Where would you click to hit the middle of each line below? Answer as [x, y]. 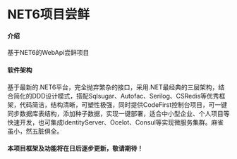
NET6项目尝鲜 [49, 14]
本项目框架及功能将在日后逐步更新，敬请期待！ [75, 148]
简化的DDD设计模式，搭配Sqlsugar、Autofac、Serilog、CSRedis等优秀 [116, 96]
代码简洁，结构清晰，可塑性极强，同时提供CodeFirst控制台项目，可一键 [123, 104]
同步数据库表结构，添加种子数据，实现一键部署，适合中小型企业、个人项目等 [119, 113]
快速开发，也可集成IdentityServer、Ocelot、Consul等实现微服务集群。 [109, 122]
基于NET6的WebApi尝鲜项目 [48, 53]
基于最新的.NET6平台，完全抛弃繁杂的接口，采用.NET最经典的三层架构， [113, 87]
